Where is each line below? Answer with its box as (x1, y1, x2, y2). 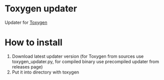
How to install (4, 37, 63, 48)
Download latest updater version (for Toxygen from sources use (11, 53, 144, 59)
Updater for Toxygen (4, 19, 47, 25)
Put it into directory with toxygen (11, 69, 79, 75)
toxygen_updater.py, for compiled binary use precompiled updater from (11, 58, 159, 65)
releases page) (11, 64, 43, 70)
